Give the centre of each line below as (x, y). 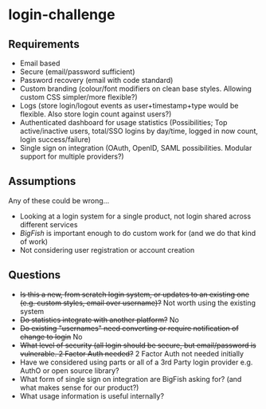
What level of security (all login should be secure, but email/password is (138, 345)
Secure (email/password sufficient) (77, 72)
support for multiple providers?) (72, 156)
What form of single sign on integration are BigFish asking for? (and (131, 379)
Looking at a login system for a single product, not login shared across (135, 216)
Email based (40, 63)
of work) (34, 242)
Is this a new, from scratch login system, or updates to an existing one (134, 294)
